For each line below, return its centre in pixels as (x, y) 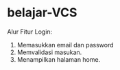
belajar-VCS (42, 13)
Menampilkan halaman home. (59, 59)
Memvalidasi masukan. (49, 52)
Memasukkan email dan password (65, 45)
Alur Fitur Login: (30, 32)
